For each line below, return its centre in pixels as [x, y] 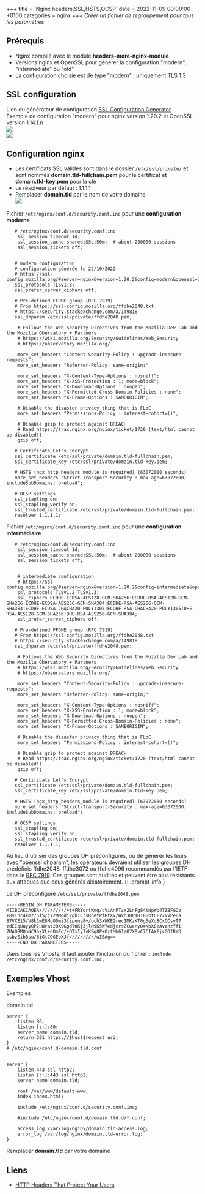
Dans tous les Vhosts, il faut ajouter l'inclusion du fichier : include [89, 954]
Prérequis [25, 41]
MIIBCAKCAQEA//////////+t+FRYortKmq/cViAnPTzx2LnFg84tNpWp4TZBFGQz [94, 911]
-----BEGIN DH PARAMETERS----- [46, 905]
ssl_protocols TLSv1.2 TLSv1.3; [58, 593]
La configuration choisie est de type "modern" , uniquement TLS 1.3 [100, 75]
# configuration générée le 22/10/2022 [65, 269]
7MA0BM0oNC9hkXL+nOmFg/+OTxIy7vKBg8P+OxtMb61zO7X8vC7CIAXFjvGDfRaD [94, 932]
